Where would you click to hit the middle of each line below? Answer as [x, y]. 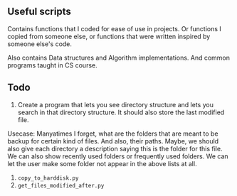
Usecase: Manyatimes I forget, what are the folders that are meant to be [113, 134]
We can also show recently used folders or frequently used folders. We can [118, 156]
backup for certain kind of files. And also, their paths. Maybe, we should [113, 141]
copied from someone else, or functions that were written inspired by [109, 36]
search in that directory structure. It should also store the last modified [121, 112]
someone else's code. [40, 44]
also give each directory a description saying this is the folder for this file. [115, 148]
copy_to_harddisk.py [48, 178]
